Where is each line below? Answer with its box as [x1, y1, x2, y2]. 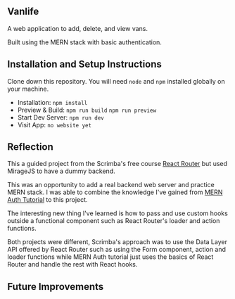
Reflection [7, 141, 54, 153]
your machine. [7, 84, 49, 93]
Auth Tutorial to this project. [7, 196, 88, 204]
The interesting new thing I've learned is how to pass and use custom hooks [7, 209, 229, 217]
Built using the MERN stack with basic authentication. [7, 38, 162, 46]
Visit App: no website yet [17, 120, 92, 129]
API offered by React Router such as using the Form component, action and [7, 246, 227, 254]
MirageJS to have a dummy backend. [7, 167, 115, 175]
